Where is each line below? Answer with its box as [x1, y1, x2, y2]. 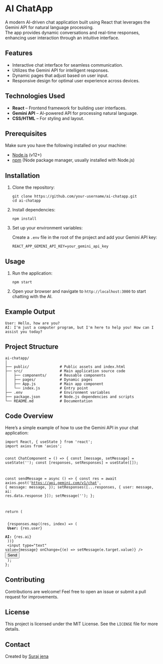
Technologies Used [5, 92, 65, 101]
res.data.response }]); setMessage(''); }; [5, 493, 95, 498]
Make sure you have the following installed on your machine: [5, 143, 127, 149]
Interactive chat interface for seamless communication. [12, 62, 123, 68]
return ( [5, 509, 23, 514]
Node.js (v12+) [12, 152, 42, 158]
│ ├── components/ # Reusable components [5, 373, 106, 378]
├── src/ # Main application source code [5, 368, 125, 373]
